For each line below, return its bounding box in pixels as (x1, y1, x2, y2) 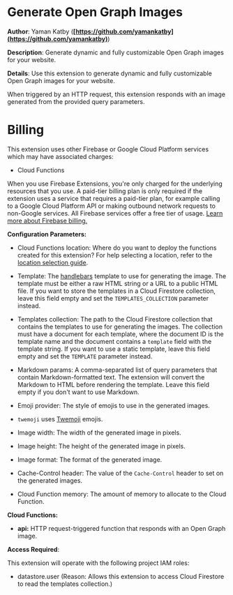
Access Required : (7, 545, 60, 553)
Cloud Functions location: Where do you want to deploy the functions (17, 243, 217, 252)
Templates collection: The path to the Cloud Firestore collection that (17, 315, 213, 323)
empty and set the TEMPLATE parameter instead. (17, 352, 153, 360)
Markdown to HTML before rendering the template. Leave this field (17, 380, 210, 389)
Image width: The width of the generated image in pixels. (17, 428, 181, 437)
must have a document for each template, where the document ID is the (17, 329, 225, 338)
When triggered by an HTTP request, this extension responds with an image (7, 90, 225, 98)
